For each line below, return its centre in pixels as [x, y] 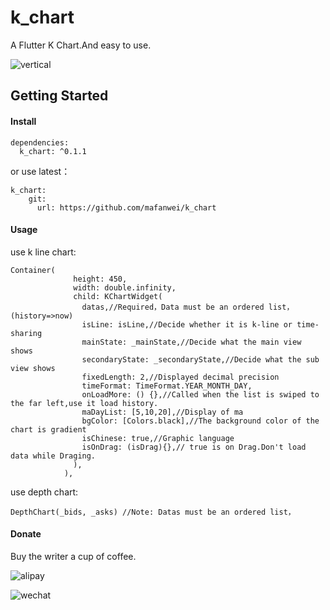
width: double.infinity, [125, 287]
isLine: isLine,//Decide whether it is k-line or [187, 324]
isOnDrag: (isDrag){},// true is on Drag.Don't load [194, 447]
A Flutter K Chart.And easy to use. [81, 45]
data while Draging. [53, 456]
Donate [26, 534]
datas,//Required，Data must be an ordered [173, 307]
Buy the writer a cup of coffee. [73, 556]
